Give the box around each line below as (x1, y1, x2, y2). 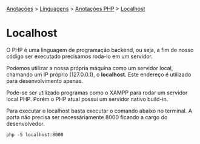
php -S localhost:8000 (6, 131, 64, 138)
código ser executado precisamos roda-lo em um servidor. (6, 53, 153, 60)
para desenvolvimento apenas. (6, 77, 84, 84)
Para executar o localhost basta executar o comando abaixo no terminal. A (6, 107, 193, 114)
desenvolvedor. (6, 120, 45, 127)
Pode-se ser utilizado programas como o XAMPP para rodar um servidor (6, 89, 188, 96)
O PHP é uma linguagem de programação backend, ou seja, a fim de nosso (6, 46, 194, 53)
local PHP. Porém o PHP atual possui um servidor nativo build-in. (6, 95, 168, 102)
